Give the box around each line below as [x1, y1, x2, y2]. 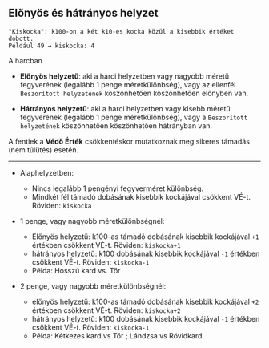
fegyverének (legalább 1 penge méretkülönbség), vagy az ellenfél [19, 79, 236, 89]
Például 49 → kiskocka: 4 [8, 42, 94, 50]
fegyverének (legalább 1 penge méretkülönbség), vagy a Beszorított [19, 112, 248, 122]
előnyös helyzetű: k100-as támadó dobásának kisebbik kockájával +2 [31, 297, 259, 306]
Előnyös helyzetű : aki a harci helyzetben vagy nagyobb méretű [19, 71, 230, 81]
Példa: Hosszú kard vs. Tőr [31, 265, 121, 275]
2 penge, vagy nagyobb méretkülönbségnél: [19, 281, 167, 291]
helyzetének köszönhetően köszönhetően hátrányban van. [19, 120, 213, 131]
